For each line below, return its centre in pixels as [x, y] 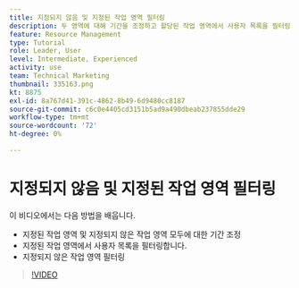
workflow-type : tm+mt [50, 117]
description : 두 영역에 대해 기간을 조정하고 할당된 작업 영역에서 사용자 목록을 [139, 26]
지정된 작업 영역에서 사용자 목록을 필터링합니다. [104, 245]
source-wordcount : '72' [54, 126]
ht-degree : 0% [36, 134]
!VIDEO [44, 275]
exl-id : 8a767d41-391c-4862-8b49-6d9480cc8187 [97, 101]
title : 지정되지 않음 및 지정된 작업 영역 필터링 [87, 17]
